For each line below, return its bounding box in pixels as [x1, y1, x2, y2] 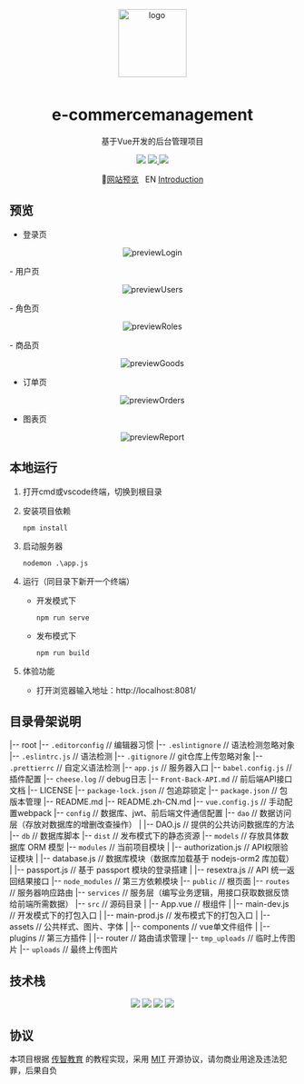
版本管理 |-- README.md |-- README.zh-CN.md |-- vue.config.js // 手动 [9, 796, 285, 808]
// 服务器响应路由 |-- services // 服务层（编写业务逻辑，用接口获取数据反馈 [9, 887, 289, 899]
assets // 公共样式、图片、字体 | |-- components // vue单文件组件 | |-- [9, 921, 270, 932]
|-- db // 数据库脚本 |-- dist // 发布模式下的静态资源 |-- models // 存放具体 [9, 830, 281, 841]
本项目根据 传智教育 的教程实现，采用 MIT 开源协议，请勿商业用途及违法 [9, 1054, 279, 1064]
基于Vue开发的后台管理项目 [101, 135, 204, 146]
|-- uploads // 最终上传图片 [19, 944, 119, 955]
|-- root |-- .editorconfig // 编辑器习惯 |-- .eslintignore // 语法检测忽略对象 [9, 740, 295, 751]
